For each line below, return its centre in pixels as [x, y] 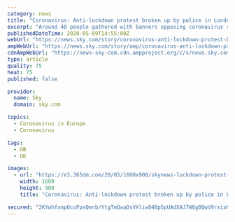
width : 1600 [37, 182]
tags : [15, 143]
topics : [19, 117]
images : [19, 169]
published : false [33, 79]
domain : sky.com [37, 105]
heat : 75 [20, 72]
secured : [20, 207]
